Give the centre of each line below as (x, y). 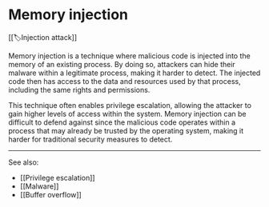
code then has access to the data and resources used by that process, (125, 81)
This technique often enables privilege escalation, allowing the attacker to (130, 105)
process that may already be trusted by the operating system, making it (126, 130)
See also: (24, 162)
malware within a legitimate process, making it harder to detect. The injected (134, 73)
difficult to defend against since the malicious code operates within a (122, 122)
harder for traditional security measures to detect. (90, 139)
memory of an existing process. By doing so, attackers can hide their (122, 64)
